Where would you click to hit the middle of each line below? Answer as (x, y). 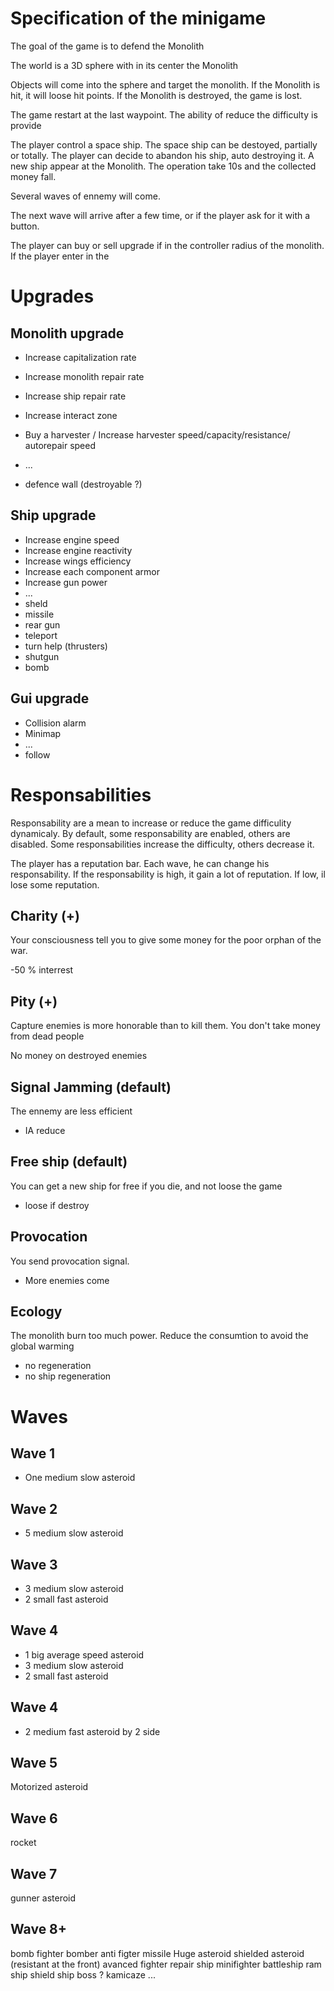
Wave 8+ (39, 1929)
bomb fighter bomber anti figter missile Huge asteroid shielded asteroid (157, 1953)
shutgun (42, 656)
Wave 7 (34, 1873)
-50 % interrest (42, 970)
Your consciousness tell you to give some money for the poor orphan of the (166, 940)
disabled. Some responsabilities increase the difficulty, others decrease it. (162, 844)
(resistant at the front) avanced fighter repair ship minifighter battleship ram (166, 1964)
